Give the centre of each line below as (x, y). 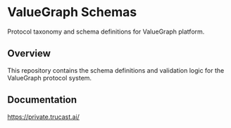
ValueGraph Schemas (72, 12)
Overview (29, 54)
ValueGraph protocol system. (50, 78)
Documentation (42, 100)
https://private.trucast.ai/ (43, 117)
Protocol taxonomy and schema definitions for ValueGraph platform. (106, 31)
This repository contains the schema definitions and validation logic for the (116, 70)
